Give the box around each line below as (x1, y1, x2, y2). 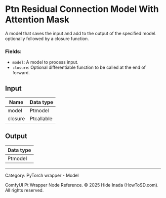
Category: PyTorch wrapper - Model (5, 172, 79, 178)
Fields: (5, 48, 22, 55)
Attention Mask (5, 14, 70, 25)
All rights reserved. (5, 187, 44, 193)
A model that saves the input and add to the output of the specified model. (5, 30, 157, 36)
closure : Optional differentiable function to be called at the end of (12, 64, 146, 70)
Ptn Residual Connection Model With (5, 3, 159, 15)
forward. (12, 70, 30, 76)
